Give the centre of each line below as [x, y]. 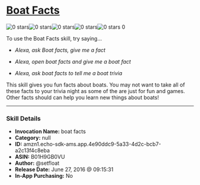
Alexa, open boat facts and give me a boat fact [73, 61]
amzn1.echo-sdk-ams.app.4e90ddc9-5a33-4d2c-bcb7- [93, 144]
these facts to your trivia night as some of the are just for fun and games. [96, 91]
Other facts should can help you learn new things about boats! [83, 97]
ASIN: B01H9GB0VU [40, 157]
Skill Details [24, 118]
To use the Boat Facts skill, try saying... [54, 38]
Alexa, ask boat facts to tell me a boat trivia [68, 73]
